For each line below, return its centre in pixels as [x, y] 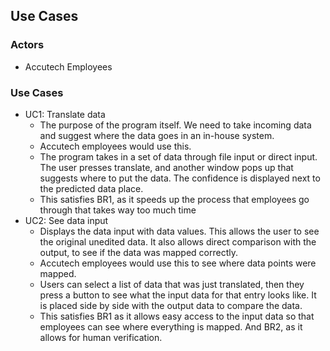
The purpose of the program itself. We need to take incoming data [175, 125]
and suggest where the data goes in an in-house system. [157, 135]
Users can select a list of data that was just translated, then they [172, 284]
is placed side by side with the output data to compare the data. [171, 305]
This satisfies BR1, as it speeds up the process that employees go [174, 199]
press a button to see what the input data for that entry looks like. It [178, 295]
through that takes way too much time [118, 210]
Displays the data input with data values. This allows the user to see [179, 231]
